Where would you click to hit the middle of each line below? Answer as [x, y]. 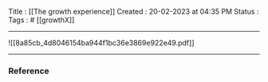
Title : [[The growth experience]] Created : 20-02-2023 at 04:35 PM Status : [134, 12]
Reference [29, 71]
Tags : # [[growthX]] [41, 20]
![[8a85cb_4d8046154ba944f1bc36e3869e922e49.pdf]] [101, 43]
